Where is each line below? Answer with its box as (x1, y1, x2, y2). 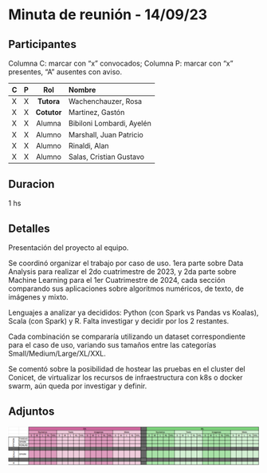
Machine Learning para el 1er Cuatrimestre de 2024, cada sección (8, 276, 226, 285)
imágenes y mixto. (8, 292, 69, 302)
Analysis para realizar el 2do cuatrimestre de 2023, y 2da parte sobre (8, 267, 237, 276)
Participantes (8, 38, 77, 51)
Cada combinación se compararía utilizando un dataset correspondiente (8, 332, 245, 341)
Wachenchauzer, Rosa (68, 96, 142, 105)
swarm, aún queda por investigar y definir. (8, 381, 147, 391)
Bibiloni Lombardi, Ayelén (68, 118, 151, 129)
